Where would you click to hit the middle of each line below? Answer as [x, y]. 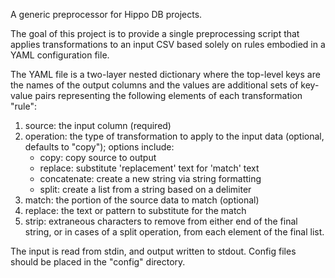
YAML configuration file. [60, 55]
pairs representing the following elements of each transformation [168, 95]
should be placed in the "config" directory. [98, 262]
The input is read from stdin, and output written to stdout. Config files [153, 251]
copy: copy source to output [98, 157]
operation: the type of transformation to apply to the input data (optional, [174, 136]
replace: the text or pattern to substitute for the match [135, 210]
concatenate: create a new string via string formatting [150, 178]
